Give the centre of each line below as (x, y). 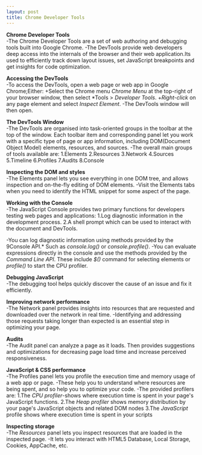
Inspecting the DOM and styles (46, 172)
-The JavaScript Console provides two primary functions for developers (96, 209)
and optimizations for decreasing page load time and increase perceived (96, 351)
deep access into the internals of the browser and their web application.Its (99, 54)
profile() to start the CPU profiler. (47, 265)
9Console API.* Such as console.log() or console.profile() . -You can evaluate (101, 246)
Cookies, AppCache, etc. (37, 445)
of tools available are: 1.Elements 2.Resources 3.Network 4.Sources (90, 153)
